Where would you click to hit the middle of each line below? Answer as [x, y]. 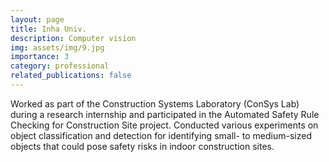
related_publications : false [71, 76]
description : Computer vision [73, 38]
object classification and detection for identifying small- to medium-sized [161, 135]
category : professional [60, 66]
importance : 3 [40, 57]
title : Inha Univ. [48, 29]
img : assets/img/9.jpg [57, 47]
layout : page [37, 19]
